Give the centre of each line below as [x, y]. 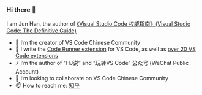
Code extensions [36, 56]
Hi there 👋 [21, 10]
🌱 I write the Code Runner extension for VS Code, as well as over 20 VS [105, 49]
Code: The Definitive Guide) [41, 31]
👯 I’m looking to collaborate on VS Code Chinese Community [92, 78]
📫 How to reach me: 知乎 [47, 86]
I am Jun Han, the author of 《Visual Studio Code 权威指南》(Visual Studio [99, 24]
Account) [27, 72]
